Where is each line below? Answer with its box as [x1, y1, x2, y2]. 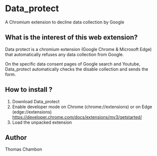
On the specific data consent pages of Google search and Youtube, [5, 61, 140, 67]
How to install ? [5, 86, 53, 94]
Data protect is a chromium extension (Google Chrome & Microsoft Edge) [5, 46, 152, 52]
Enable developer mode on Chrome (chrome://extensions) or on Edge [12, 104, 153, 110]
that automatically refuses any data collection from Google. [5, 51, 124, 57]
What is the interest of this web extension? [5, 33, 138, 42]
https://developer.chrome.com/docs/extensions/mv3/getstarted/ [12, 114, 142, 120]
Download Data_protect [12, 98, 60, 104]
